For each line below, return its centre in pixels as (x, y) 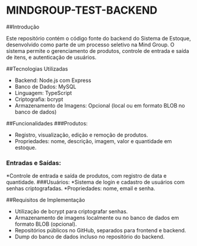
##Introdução (23, 27)
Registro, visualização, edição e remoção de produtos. (81, 135)
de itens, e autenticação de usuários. (51, 57)
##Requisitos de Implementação (46, 200)
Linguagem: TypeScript (43, 93)
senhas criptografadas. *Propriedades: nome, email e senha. (81, 188)
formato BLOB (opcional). (46, 224)
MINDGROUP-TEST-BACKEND (82, 10)
